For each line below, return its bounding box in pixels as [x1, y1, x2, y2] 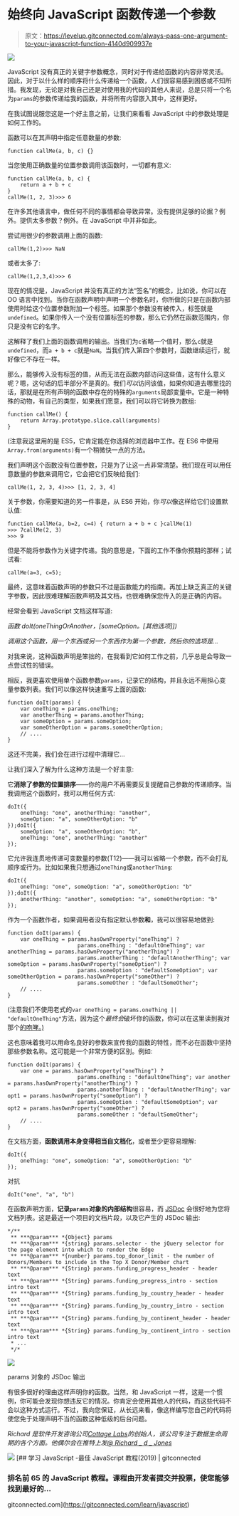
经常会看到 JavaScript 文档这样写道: [7, 606, 113, 615]
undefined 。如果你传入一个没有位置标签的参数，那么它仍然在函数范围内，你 [7, 312, 230, 321]
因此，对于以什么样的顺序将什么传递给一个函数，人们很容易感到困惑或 [7, 76, 213, 85]
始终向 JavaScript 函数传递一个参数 [7, 6, 216, 23]
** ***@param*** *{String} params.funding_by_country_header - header [10, 1290, 224, 1297]
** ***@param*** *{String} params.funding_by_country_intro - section [10, 1302, 224, 1310]
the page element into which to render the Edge [7, 1246, 154, 1253]
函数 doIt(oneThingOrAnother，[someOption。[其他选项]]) [7, 621, 178, 630]
